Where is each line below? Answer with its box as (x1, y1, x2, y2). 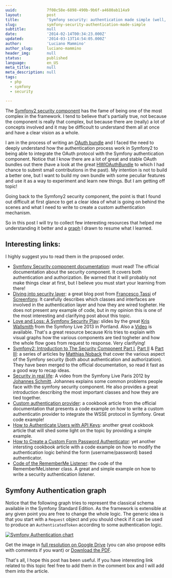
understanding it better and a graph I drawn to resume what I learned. (5, 225, 153, 231)
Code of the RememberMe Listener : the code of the (12, 460, 122, 466)
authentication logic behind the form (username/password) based (12, 449, 152, 456)
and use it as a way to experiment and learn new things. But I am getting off (5, 178, 165, 184)
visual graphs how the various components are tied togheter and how (12, 335, 160, 341)
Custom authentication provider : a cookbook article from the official (12, 400, 157, 407)
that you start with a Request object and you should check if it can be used (5, 516, 163, 522)
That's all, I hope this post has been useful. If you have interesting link (5, 557, 153, 564)
